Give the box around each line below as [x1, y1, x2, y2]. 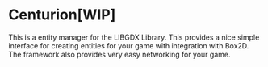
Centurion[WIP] [8, 6, 116, 24]
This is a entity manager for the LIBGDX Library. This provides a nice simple [8, 32, 260, 42]
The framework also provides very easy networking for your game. [8, 49, 231, 59]
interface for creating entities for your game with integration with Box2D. [8, 40, 249, 50]
